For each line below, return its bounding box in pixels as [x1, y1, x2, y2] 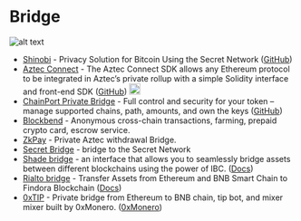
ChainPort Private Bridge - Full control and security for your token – [22, 95, 275, 106]
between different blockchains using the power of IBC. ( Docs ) [22, 163, 254, 174]
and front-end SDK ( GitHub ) [22, 86, 128, 97]
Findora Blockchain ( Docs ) [22, 182, 122, 193]
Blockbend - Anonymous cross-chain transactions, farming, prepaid [22, 115, 277, 126]
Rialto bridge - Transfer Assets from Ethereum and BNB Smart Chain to [22, 172, 288, 183]
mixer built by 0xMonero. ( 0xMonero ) [22, 201, 163, 212]
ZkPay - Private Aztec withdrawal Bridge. [22, 134, 177, 145]
